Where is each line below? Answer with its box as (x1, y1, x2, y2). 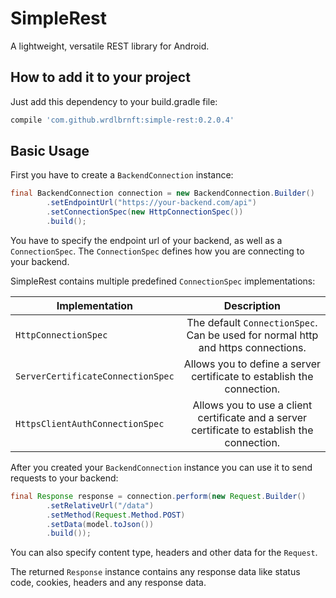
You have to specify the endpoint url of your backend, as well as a (10, 234, 283, 246)
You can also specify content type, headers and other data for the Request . (10, 547, 318, 559)
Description (223, 298, 282, 312)
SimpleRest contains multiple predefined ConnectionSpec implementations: (10, 275, 316, 287)
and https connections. (198, 340, 307, 354)
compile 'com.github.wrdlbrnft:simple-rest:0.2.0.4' (10, 115, 235, 125)
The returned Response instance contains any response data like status (10, 566, 301, 578)
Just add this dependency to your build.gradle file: (10, 95, 218, 107)
